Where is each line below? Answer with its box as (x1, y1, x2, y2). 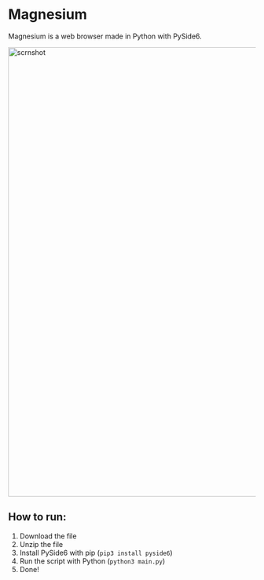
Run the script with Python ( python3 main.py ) (19, 556, 166, 566)
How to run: (8, 510, 67, 523)
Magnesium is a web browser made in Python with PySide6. (8, 31, 202, 41)
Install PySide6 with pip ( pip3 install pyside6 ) (19, 548, 173, 557)
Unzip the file (19, 539, 64, 549)
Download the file (19, 531, 77, 541)
